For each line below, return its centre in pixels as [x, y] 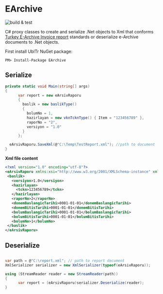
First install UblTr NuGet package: [39, 51]
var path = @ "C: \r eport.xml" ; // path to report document [65, 261]
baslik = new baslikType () [50, 104]
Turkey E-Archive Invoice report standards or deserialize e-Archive [72, 37]
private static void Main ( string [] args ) [48, 86]
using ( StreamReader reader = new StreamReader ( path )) [62, 274]
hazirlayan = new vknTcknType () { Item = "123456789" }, [85, 118]
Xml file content [21, 158]
